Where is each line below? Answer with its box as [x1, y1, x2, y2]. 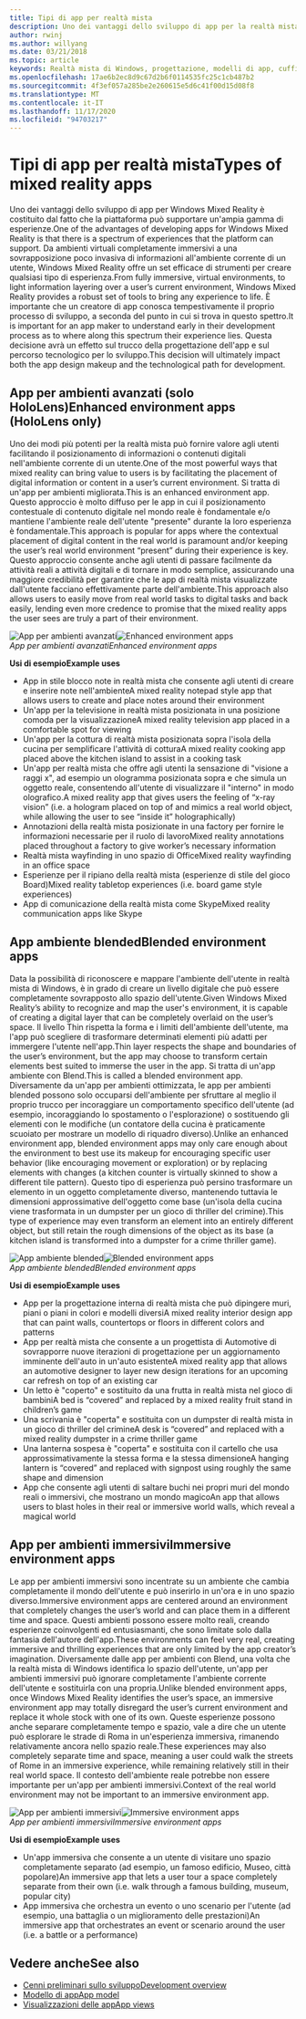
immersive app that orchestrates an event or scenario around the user [22, 1920, 286, 1931]
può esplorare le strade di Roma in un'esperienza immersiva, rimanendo [9, 1731, 280, 1742]
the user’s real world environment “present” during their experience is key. [9, 545, 289, 556]
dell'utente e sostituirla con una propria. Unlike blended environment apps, [9, 1682, 288, 1693]
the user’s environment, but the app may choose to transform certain [9, 1050, 268, 1061]
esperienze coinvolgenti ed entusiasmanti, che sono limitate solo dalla [9, 1624, 272, 1635]
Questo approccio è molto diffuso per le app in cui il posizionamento [9, 496, 266, 507]
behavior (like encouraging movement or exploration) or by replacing [9, 1157, 268, 1168]
